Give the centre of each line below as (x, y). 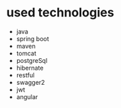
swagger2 (30, 82)
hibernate (30, 68)
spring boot (32, 38)
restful (25, 75)
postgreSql (32, 60)
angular (27, 96)
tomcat (26, 53)
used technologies (60, 13)
